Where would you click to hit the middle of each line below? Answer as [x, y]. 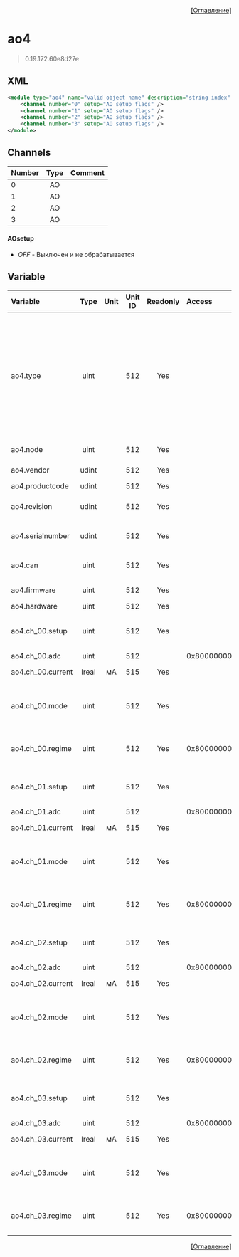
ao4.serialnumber [41, 535]
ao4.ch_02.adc [36, 967]
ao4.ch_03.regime [42, 1215]
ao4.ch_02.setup [39, 942]
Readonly [163, 301]
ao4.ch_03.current [42, 1139]
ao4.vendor [30, 470]
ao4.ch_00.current [42, 672]
